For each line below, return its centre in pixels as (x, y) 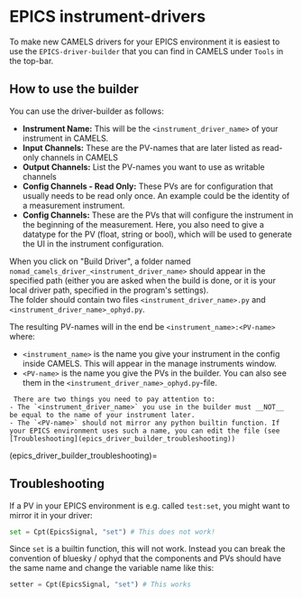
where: (23, 336)
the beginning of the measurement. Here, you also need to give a (143, 224)
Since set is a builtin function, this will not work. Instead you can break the (147, 549)
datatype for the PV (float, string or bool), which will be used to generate (157, 234)
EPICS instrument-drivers (107, 17)
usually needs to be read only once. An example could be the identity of (156, 195)
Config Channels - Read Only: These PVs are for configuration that (147, 186)
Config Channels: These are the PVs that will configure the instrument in (158, 215)
